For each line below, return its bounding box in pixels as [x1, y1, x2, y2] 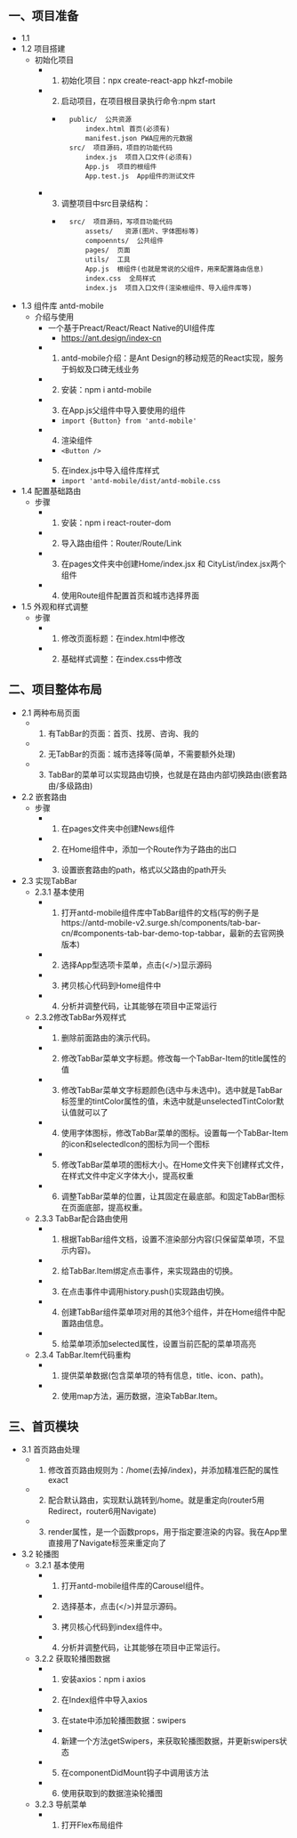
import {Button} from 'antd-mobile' [60, 417, 197, 425]
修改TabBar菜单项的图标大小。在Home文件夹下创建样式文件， [60, 1159, 289, 1170]
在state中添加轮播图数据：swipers [60, 1715, 187, 1726]
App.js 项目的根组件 [84, 162, 157, 171]
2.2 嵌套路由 [20, 791, 68, 802]
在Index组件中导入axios [60, 1695, 148, 1705]
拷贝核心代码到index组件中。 [60, 1622, 167, 1632]
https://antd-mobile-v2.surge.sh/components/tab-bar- [60, 917, 261, 927]
